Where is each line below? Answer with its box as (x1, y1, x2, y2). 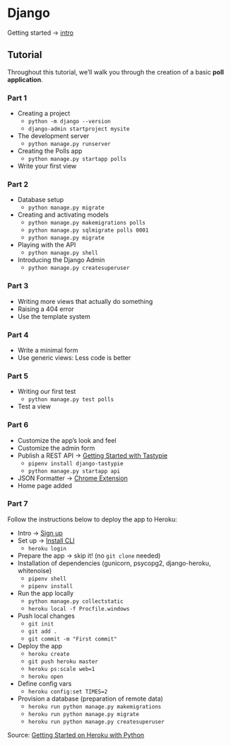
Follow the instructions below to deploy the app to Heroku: (7, 515, 178, 524)
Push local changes (17, 611, 76, 620)
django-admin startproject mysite (28, 125, 130, 132)
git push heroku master (28, 657, 99, 665)
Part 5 (7, 371, 28, 380)
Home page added (17, 481, 72, 490)
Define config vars (17, 679, 72, 688)
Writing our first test (17, 388, 76, 396)
